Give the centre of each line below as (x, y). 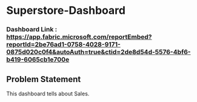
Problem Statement (44, 79)
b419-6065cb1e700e (38, 60)
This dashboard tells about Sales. (48, 94)
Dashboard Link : (32, 30)
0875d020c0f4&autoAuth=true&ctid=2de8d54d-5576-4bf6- (98, 52)
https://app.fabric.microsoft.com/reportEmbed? (79, 37)
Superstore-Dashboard (66, 11)
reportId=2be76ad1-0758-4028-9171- (64, 45)
